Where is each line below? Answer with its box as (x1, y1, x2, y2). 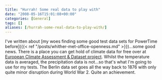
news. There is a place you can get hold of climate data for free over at (5, 49, 147, 55)
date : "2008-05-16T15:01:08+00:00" (5, 12, 77, 16)
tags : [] (5, 20, 23, 26)
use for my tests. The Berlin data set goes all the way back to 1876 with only (5, 64, 157, 70)
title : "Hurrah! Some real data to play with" (5, 7, 101, 12)
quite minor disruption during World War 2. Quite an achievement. (5, 69, 136, 75)
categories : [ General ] (5, 16, 51, 21)
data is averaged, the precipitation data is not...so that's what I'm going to (5, 59, 152, 65)
